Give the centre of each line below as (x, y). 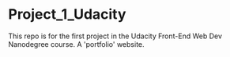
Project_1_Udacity (67, 14)
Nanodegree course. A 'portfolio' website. (76, 44)
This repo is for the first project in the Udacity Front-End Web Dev (115, 36)
